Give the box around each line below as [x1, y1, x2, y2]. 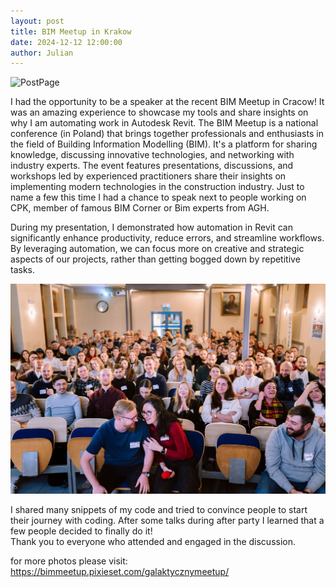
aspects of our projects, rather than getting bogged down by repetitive [10, 253, 301, 265]
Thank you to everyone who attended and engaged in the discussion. [10, 536, 297, 548]
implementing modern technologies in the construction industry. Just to [10, 181, 305, 193]
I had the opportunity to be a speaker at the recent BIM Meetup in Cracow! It [10, 96, 325, 108]
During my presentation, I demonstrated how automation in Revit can [10, 221, 293, 234]
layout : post [10, 16, 65, 26]
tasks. [10, 264, 36, 276]
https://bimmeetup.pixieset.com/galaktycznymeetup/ [10, 566, 230, 578]
